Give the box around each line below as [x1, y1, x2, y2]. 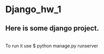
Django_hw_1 [5, 4, 61, 15]
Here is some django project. [5, 24, 99, 33]
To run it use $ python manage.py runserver [5, 43, 98, 49]
